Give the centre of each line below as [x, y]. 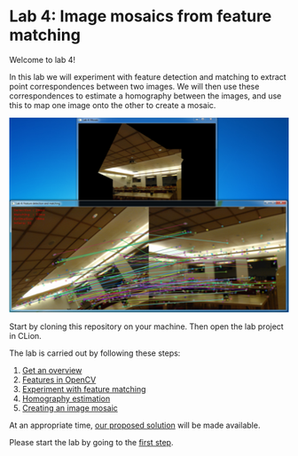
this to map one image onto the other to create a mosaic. [113, 105]
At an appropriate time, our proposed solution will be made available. [135, 425]
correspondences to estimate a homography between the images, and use [145, 96]
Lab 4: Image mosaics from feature [141, 16]
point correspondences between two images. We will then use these [134, 86]
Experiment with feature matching [84, 389]
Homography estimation [66, 399]
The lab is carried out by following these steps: [95, 353]
